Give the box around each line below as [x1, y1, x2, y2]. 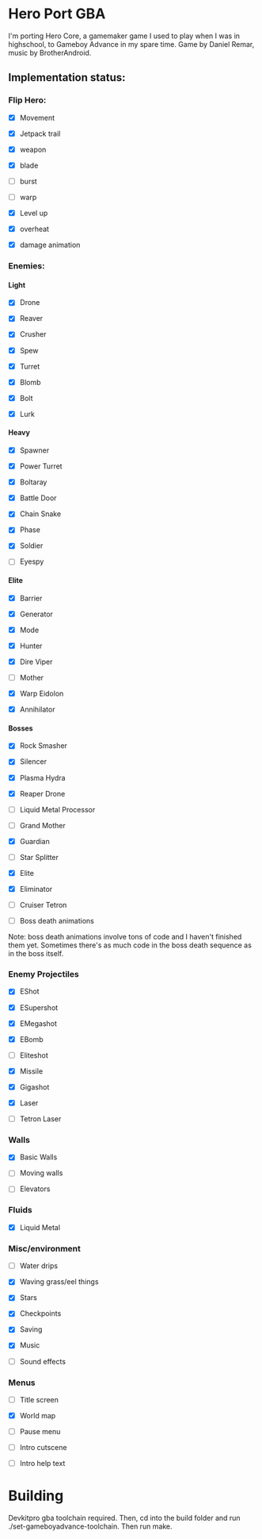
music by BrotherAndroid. [8, 48, 92, 57]
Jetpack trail [19, 129, 61, 138]
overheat [19, 224, 50, 234]
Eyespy [19, 557, 44, 566]
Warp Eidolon [19, 688, 64, 699]
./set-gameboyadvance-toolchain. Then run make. [8, 1522, 173, 1531]
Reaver [19, 314, 44, 323]
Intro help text [19, 1459, 66, 1468]
